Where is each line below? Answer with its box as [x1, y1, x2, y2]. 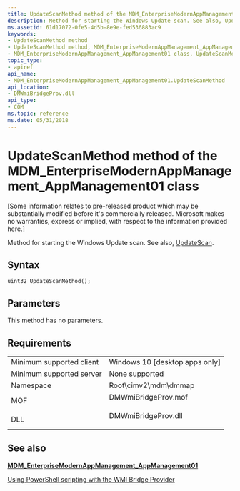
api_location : [7, 84, 50, 91]
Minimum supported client [11, 357, 99, 367]
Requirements [7, 337, 71, 349]
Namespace [11, 380, 52, 390]
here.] [7, 224, 25, 233]
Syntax [7, 259, 40, 271]
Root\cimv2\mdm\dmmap [109, 380, 195, 390]
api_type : [7, 97, 37, 104]
